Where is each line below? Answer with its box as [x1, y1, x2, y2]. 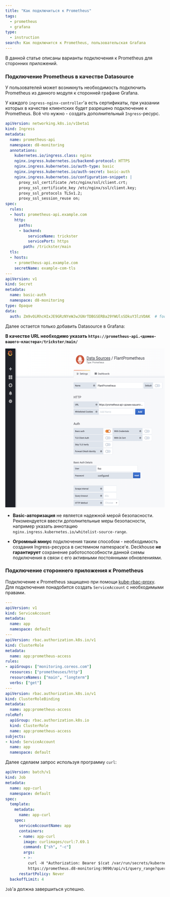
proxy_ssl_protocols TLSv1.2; [18, 190, 82, 196]
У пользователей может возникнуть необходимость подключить [5, 84, 146, 91]
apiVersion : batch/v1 [5, 770, 51, 775]
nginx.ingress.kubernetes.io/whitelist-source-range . [12, 528, 127, 534]
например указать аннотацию [12, 523, 78, 529]
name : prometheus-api [10, 137, 56, 142]
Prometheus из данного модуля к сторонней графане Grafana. [5, 90, 139, 96]
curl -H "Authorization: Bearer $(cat [27, 861, 110, 866]
